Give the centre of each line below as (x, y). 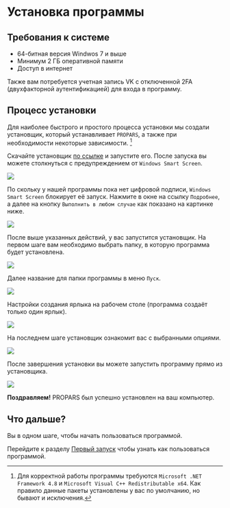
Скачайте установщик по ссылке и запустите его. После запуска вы (107, 156)
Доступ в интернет (45, 68)
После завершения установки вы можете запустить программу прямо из (115, 364)
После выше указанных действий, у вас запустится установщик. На (107, 238)
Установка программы (76, 12)
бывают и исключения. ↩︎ (54, 498)
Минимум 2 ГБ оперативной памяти (70, 61)
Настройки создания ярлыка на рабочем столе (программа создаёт (107, 304)
